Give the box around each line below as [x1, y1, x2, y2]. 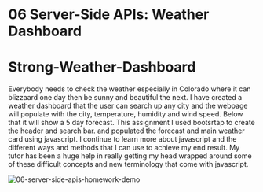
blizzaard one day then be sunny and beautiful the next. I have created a [8, 93, 243, 102]
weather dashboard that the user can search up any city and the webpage [8, 101, 248, 111]
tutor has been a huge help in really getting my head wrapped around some [8, 151, 253, 161]
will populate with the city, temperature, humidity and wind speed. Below [8, 109, 243, 119]
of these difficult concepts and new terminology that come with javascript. [8, 160, 249, 169]
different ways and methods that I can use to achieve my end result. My [8, 143, 240, 153]
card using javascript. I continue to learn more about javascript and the [8, 135, 237, 144]
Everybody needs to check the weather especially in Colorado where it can [8, 84, 251, 94]
